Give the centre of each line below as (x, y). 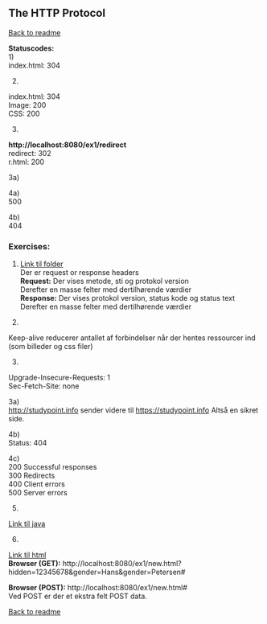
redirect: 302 (30, 153)
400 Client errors (37, 484)
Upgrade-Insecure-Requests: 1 (60, 378)
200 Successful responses (53, 467)
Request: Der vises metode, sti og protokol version (104, 281)
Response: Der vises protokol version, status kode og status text (127, 298)
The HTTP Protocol (57, 13)
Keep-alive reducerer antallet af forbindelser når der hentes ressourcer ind (132, 338)
